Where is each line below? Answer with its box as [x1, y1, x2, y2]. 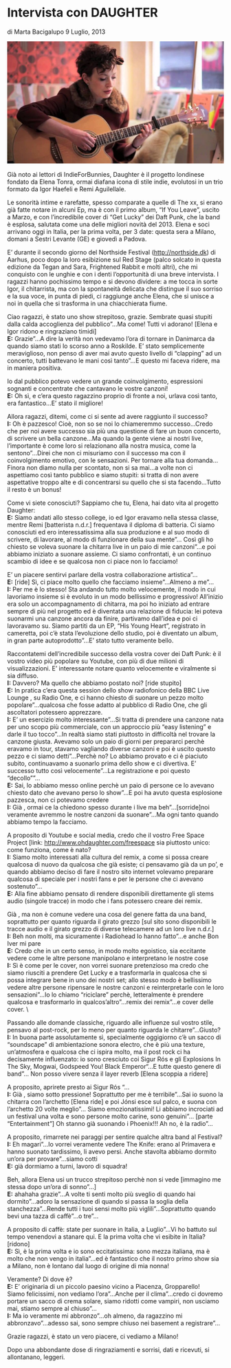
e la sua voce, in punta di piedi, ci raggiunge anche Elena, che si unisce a [7, 292, 214, 300]
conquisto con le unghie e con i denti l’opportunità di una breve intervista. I [7, 270, 219, 278]
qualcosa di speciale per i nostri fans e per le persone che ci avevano [7, 875, 204, 883]
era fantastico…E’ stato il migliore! [7, 399, 103, 407]
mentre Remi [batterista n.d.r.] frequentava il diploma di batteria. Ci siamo [7, 521, 215, 529]
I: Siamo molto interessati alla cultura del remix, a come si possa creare [7, 853, 209, 861]
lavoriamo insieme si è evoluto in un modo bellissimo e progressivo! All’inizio [7, 592, 223, 600]
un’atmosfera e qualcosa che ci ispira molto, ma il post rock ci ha [7, 1047, 191, 1056]
